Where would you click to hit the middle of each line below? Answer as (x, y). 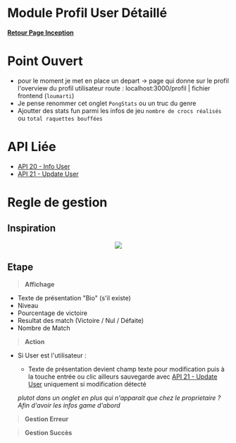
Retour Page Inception (41, 33)
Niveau (28, 305)
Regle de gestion (57, 202)
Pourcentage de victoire (52, 313)
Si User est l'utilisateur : (52, 355)
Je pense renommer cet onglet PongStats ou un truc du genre (107, 103)
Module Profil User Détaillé (87, 13)
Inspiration (32, 229)
